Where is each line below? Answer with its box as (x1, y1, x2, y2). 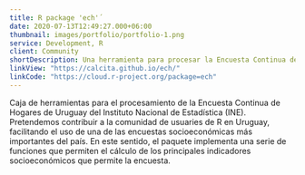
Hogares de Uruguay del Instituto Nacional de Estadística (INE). (9, 106, 247, 118)
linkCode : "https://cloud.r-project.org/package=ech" (9, 73, 218, 82)
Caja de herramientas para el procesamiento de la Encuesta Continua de (9, 97, 281, 108)
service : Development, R (9, 38, 103, 48)
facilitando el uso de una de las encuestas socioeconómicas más (9, 126, 252, 137)
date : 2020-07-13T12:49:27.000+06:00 (9, 22, 152, 31)
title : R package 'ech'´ (9, 13, 103, 23)
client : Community (9, 47, 79, 56)
